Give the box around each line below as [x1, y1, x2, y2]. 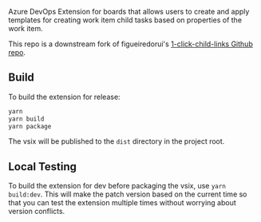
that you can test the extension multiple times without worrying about [8, 198, 237, 208]
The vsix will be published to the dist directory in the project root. [8, 137, 225, 146]
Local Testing [8, 160, 77, 173]
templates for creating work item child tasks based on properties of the [8, 15, 242, 25]
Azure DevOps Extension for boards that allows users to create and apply [8, 7, 250, 16]
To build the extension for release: [8, 92, 121, 101]
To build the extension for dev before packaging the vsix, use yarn [8, 181, 226, 191]
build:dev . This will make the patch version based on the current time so [8, 189, 247, 199]
